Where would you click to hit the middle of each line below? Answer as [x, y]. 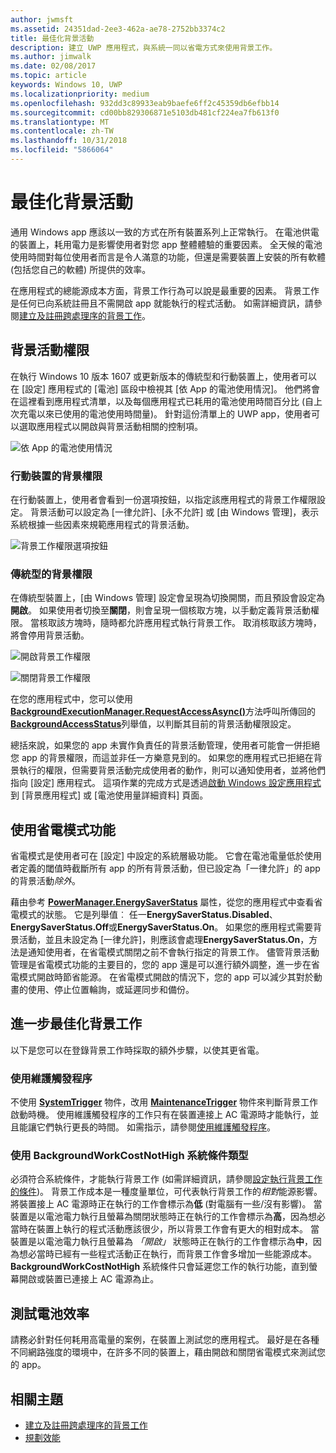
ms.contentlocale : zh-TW [62, 131]
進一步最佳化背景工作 [76, 1024]
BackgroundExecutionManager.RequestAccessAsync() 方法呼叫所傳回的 [163, 712]
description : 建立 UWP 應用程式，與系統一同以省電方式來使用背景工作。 [144, 47]
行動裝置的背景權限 [56, 476]
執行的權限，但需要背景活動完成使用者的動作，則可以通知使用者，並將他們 [172, 770]
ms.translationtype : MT [60, 122]
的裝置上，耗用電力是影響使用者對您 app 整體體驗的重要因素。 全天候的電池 [166, 244]
